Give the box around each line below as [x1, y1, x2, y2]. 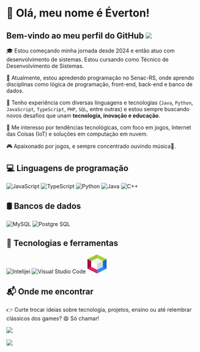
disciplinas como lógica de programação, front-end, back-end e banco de [6, 81, 193, 88]
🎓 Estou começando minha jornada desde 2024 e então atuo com [6, 47, 175, 54]
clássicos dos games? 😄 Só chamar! [6, 315, 100, 322]
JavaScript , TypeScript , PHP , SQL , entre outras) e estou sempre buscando [6, 106, 190, 112]
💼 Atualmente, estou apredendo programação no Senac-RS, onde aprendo [6, 74, 194, 81]
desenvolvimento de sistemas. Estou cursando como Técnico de [6, 56, 169, 63]
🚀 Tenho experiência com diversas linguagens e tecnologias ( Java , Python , [6, 99, 194, 106]
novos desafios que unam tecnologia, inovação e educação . [6, 112, 160, 119]
